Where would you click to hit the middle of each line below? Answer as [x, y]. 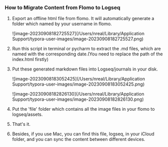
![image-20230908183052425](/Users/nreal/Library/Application [78, 79]
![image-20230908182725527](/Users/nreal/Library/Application [78, 34]
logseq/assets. [27, 114]
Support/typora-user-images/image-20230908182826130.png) [78, 99]
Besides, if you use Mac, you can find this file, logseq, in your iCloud [83, 134]
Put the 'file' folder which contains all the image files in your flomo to [83, 109]
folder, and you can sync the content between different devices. [79, 139]
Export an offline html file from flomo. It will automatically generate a [83, 19]
